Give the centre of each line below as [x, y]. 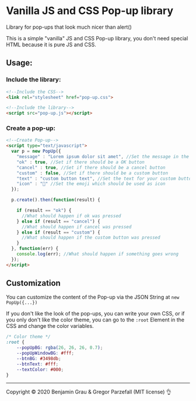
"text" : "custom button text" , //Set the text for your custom [96, 179]
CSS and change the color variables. [50, 326]
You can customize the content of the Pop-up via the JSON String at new [93, 297]
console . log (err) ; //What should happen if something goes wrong [98, 254]
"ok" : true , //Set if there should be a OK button [80, 162]
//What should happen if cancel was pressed [76, 227]
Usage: [20, 63]
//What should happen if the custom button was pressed [91, 238]
